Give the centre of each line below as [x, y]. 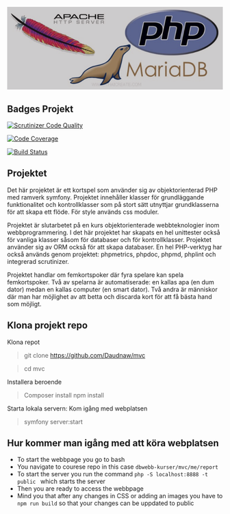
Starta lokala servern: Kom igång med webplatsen [77, 408]
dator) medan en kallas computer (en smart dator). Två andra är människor [112, 289]
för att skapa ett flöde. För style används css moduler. [83, 212]
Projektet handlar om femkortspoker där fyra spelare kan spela [95, 275]
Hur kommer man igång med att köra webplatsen [113, 443]
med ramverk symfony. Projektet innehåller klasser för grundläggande [105, 197]
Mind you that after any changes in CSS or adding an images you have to [120, 496]
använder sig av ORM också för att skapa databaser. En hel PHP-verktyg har [115, 247]
